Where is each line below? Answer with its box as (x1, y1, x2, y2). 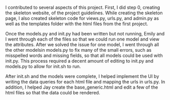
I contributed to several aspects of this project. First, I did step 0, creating (5, 5, 160, 10)
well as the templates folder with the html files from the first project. (5, 21, 148, 27)
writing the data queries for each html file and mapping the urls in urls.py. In (5, 79, 165, 85)
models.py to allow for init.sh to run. (5, 64, 81, 69)
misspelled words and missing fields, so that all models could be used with (5, 52, 163, 58)
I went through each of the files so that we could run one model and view (5, 36, 160, 42)
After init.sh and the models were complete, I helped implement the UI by (5, 73, 160, 79)
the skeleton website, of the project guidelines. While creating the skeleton (5, 10, 163, 16)
